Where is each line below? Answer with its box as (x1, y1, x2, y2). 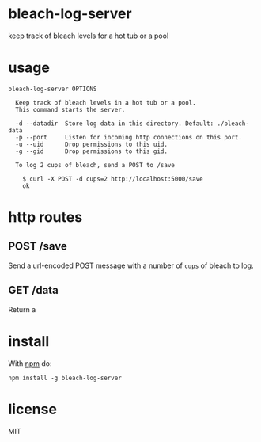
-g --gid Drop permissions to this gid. (15, 147, 168, 155)
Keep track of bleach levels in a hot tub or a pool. (15, 98, 196, 107)
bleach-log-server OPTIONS (8, 85, 97, 93)
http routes (8, 208, 83, 227)
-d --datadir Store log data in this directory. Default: (15, 120, 214, 128)
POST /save (8, 239, 67, 253)
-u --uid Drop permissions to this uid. (15, 140, 168, 148)
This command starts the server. (15, 105, 126, 113)
